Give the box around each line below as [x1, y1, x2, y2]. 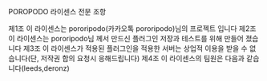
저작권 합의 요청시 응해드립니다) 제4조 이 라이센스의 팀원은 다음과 [40, 54, 245, 63]
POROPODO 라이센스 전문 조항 [8, 7, 107, 16]
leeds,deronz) [23, 64, 70, 73]
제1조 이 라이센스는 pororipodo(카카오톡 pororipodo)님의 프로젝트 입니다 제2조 [8, 24, 257, 33]
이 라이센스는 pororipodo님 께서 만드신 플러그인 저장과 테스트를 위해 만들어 [8, 34, 245, 43]
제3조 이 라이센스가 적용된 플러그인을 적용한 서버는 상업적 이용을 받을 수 [22, 44, 248, 53]
